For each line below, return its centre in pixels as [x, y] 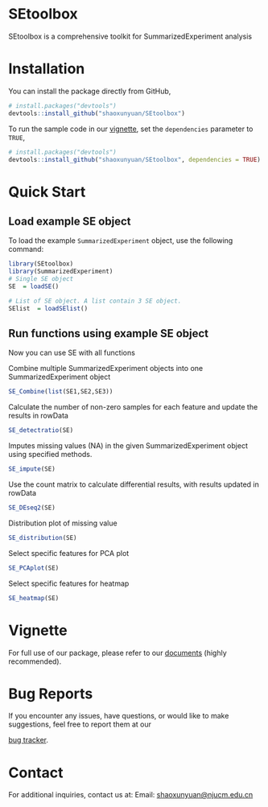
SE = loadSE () [34, 286]
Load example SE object [70, 221]
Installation [47, 69]
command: [26, 249]
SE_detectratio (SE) [41, 430]
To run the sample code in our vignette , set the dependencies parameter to [131, 129]
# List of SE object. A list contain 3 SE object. [95, 301]
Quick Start [47, 192]
